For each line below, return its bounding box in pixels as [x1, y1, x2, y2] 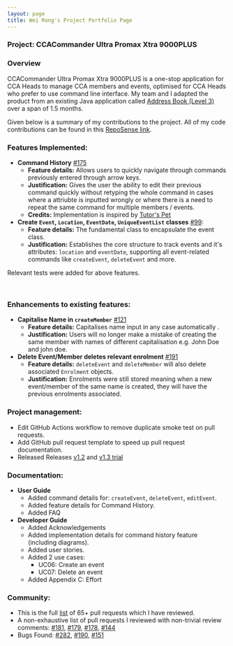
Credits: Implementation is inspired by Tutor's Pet [27, 210, 171, 219]
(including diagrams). [27, 538, 89, 546]
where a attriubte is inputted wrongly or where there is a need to [27, 196, 213, 204]
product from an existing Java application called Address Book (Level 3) [7, 96, 215, 105]
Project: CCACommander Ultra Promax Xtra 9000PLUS [7, 40, 197, 50]
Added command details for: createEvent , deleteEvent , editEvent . [27, 494, 218, 502]
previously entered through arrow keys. [27, 173, 142, 182]
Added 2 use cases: [27, 553, 86, 561]
